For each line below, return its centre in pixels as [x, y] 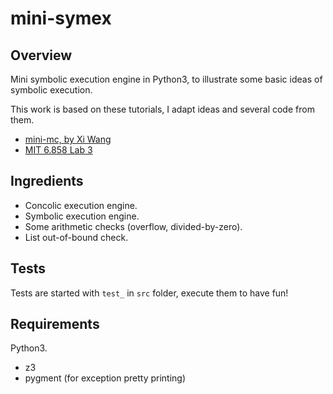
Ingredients [47, 181]
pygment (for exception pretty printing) [105, 378]
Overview [41, 55]
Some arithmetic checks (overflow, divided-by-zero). [133, 226]
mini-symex [61, 18]
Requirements [55, 324]
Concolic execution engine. [81, 205]
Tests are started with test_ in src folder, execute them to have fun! [149, 293]
